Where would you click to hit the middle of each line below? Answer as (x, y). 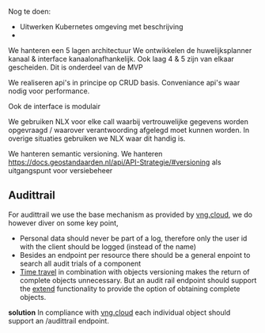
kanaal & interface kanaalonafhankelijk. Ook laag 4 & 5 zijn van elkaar (121, 59)
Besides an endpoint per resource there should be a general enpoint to (135, 255)
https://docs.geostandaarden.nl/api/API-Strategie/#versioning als (115, 162)
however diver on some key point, (63, 223)
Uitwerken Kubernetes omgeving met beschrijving (101, 26)
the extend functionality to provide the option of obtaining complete (130, 289)
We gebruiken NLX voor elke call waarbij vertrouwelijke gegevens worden (129, 121)
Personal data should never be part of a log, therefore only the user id (133, 238)
